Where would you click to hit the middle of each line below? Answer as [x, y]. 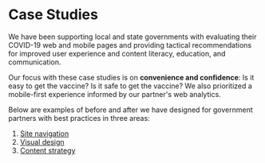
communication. [35, 62]
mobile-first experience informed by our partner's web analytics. [115, 94]
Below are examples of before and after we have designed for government [131, 110]
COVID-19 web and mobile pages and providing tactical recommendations [130, 45]
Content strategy [47, 150]
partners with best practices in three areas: [79, 118]
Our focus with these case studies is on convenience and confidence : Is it [131, 77]
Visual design [42, 142]
